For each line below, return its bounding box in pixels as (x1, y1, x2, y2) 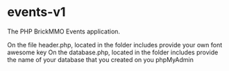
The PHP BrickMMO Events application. (7, 27, 120, 35)
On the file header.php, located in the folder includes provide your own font (7, 40, 223, 49)
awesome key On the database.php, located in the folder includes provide (7, 48, 219, 56)
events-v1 (7, 4, 66, 20)
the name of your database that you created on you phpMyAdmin (7, 55, 194, 63)
